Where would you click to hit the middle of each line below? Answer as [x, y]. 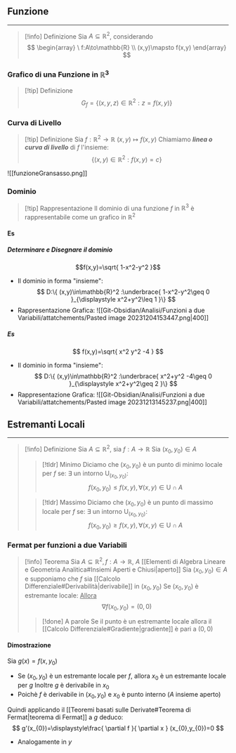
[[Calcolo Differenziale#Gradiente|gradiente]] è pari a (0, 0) [127, 629]
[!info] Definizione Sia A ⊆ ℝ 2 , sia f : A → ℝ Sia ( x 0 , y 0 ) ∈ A [110, 449]
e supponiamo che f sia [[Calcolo [72, 579]
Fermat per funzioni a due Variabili [67, 546]
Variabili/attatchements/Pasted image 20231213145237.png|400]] [112, 402]
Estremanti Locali [46, 424]
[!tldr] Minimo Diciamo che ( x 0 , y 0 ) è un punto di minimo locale [132, 465]
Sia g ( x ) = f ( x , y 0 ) [32, 662]
